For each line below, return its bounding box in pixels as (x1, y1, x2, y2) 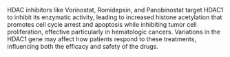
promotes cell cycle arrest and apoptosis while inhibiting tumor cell (7, 21, 198, 28)
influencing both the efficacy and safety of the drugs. (7, 43, 158, 50)
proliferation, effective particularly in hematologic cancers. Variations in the (7, 27, 220, 36)
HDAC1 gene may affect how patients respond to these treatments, (7, 35, 196, 43)
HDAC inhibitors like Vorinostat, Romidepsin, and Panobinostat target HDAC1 (7, 6, 224, 14)
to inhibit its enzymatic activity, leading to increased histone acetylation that (7, 13, 222, 21)
